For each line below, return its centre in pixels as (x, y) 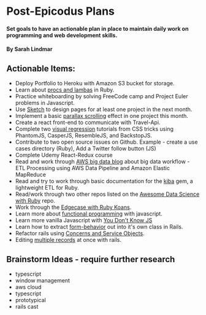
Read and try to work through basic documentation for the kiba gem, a (104, 181)
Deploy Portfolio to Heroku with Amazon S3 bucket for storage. (95, 84)
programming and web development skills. (62, 35)
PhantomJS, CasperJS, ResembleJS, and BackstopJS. (83, 136)
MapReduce (30, 175)
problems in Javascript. (45, 103)
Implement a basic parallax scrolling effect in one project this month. (102, 116)
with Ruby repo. (35, 201)
